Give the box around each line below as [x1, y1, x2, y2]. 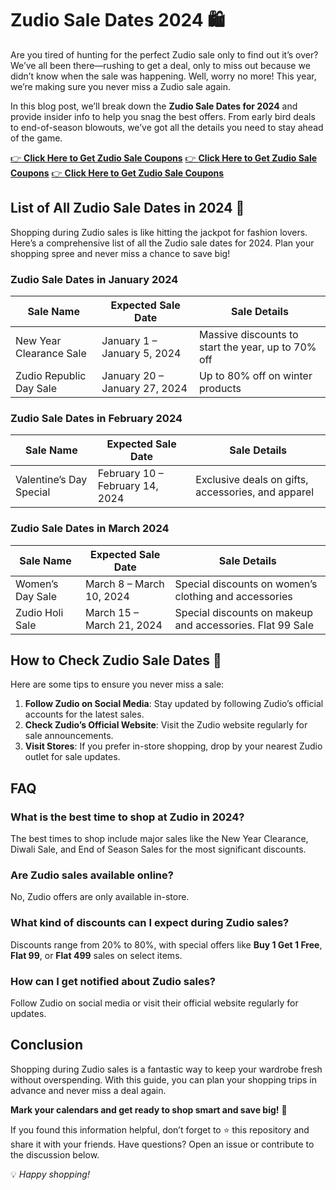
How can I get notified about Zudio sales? [10, 974, 216, 988]
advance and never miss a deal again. [10, 1084, 167, 1096]
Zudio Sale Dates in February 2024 [10, 411, 183, 425]
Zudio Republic [15, 369, 87, 383]
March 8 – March [84, 577, 165, 591]
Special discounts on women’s [174, 577, 318, 591]
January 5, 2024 [101, 347, 182, 361]
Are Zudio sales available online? [10, 868, 174, 882]
